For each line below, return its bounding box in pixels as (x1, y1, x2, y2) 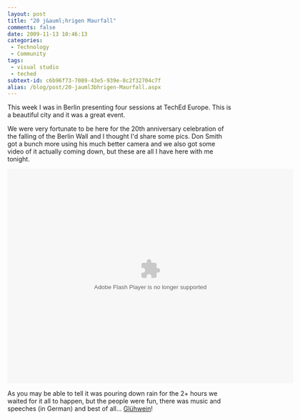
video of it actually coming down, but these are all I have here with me (7, 147, 214, 156)
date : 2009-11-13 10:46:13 (7, 30, 88, 38)
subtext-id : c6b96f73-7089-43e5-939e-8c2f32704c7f (7, 76, 161, 84)
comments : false (7, 24, 56, 31)
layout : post (7, 10, 46, 18)
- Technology (10, 44, 50, 51)
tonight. (7, 155, 30, 164)
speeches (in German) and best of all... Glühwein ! (7, 404, 154, 413)
